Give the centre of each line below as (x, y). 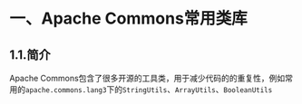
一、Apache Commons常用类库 (128, 19)
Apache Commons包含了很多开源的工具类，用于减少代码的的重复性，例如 (147, 78)
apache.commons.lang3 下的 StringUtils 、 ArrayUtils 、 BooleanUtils (149, 90)
